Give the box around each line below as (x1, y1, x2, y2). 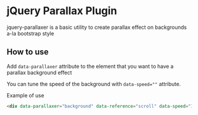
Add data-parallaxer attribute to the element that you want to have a (6, 63, 174, 70)
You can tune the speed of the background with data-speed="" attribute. (6, 80, 181, 87)
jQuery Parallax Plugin (6, 4, 118, 18)
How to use (6, 47, 49, 57)
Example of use (6, 91, 45, 98)
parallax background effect (6, 69, 72, 76)
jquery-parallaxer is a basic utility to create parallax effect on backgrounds (6, 24, 187, 31)
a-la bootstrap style (6, 29, 55, 37)
